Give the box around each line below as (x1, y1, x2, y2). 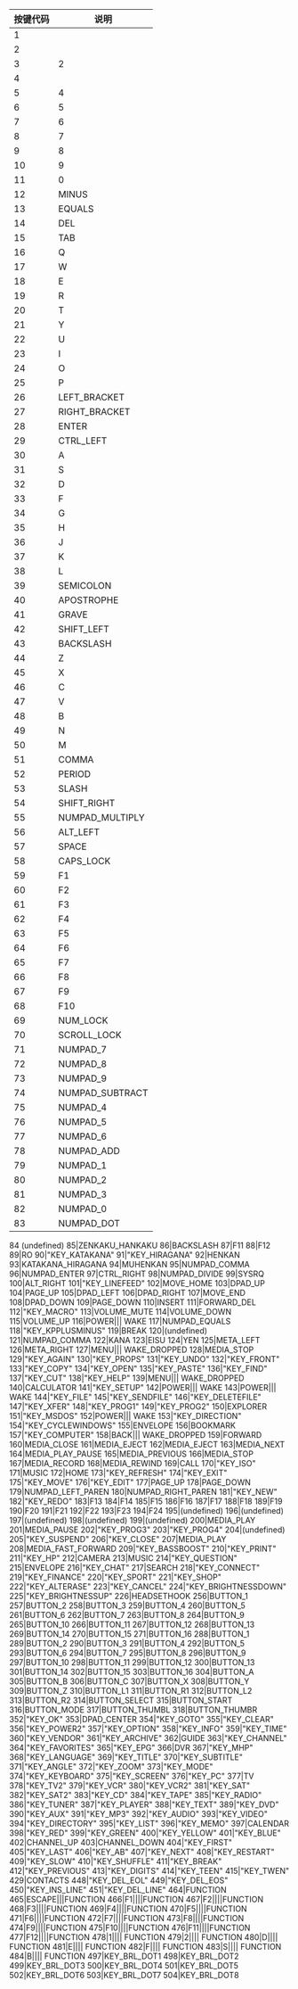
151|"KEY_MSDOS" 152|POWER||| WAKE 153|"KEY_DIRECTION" (9, 1411, 242, 1421)
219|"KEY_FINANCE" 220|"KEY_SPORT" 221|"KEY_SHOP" (9, 1572, 222, 1582)
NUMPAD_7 (58, 1044, 108, 1055)
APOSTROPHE (58, 594, 119, 606)
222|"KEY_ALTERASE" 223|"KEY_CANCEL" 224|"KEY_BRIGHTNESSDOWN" (9, 1581, 287, 1591)
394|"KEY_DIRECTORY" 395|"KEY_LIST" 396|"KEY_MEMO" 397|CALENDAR (9, 1819, 289, 1828)
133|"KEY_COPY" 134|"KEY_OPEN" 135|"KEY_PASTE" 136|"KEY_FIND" (9, 1364, 268, 1374)
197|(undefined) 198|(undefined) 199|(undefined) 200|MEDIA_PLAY (9, 1515, 256, 1525)
